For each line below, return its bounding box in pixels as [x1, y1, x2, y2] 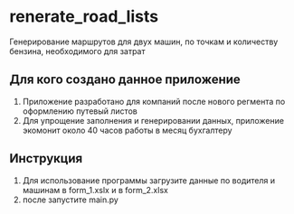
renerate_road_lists [9, 6, 159, 27]
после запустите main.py [22, 194, 119, 205]
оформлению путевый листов [22, 106, 138, 116]
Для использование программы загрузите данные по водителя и [22, 174, 276, 186]
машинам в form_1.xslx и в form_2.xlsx [22, 184, 169, 195]
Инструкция [9, 151, 83, 166]
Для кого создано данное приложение [9, 72, 242, 88]
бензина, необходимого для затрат [9, 45, 146, 56]
